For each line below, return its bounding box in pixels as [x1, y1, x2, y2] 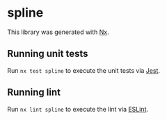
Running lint [7, 87, 61, 98]
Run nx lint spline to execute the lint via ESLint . [7, 105, 148, 113]
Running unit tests [7, 48, 88, 60]
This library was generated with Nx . [7, 28, 109, 36]
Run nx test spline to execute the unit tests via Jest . [7, 66, 161, 74]
